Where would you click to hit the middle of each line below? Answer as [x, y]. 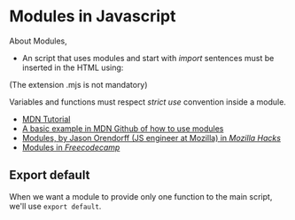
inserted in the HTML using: [73, 67]
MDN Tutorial [46, 119]
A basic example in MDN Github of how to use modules [123, 128]
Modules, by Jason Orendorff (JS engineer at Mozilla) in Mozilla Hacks [151, 137]
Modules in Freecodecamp [71, 147]
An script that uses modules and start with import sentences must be [148, 58]
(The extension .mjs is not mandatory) [78, 84]
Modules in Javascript [93, 16]
